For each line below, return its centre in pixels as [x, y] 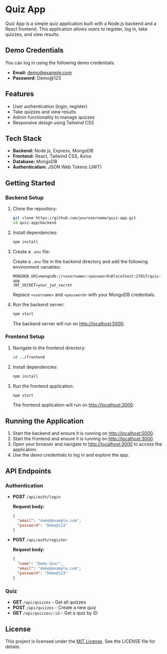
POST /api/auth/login [37, 496]
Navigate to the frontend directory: [49, 348]
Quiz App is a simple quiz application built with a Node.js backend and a [81, 23]
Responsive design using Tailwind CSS [53, 122]
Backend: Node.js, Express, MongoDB [53, 151]
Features [20, 94]
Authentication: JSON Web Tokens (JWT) [57, 167]
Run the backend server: [38, 304]
